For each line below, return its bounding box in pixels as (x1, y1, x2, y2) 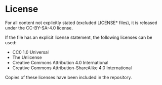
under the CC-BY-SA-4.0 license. (5, 25, 73, 30)
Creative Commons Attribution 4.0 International (12, 59, 109, 65)
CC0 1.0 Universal (12, 49, 49, 55)
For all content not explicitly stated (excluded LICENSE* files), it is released (5, 20, 158, 26)
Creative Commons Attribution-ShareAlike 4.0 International (12, 65, 132, 71)
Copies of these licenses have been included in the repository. (5, 74, 132, 80)
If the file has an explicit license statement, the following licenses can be (5, 34, 153, 40)
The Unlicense (12, 54, 42, 60)
